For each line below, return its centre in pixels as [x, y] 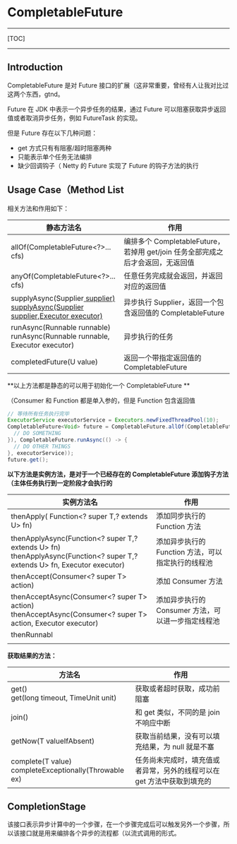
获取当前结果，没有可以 [174, 736]
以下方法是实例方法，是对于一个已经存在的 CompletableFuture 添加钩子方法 [118, 474]
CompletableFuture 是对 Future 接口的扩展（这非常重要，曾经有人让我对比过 [118, 85]
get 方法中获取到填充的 [173, 781]
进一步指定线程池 [192, 621]
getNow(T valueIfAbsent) [53, 741]
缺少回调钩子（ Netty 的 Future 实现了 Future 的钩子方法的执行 [108, 165]
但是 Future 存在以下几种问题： [53, 133]
